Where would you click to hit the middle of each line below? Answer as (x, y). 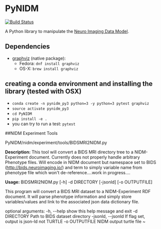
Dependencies (27, 47)
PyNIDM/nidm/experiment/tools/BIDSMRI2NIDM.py (56, 142)
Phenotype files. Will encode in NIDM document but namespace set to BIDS (81, 162)
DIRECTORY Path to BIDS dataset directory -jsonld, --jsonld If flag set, (75, 216)
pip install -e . (30, 119)
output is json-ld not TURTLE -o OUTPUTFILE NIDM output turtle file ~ (75, 221)
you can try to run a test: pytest (44, 124)
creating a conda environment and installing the (79, 84)
